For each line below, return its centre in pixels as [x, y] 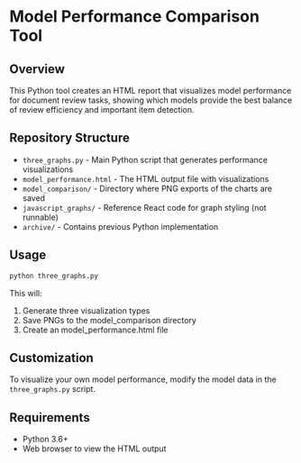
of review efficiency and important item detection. [102, 109]
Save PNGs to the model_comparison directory [109, 320]
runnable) [40, 217]
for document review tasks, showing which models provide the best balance [151, 100]
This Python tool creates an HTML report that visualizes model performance [150, 91]
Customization [52, 358]
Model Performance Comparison [134, 17]
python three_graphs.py [54, 276]
